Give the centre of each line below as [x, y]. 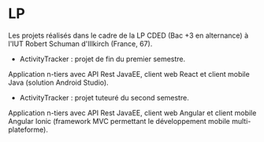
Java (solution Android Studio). [58, 82]
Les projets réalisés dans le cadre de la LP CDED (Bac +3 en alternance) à [128, 35]
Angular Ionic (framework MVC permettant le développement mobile [119, 121]
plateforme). [28, 129]
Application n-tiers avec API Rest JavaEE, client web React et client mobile [129, 74]
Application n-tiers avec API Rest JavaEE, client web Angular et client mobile [132, 113]
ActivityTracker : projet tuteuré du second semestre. [104, 97]
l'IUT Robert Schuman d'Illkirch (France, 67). [80, 43]
